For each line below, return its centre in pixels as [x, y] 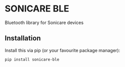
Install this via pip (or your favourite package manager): [62, 50]
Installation [23, 38]
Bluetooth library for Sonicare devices [44, 22]
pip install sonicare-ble [32, 59]
